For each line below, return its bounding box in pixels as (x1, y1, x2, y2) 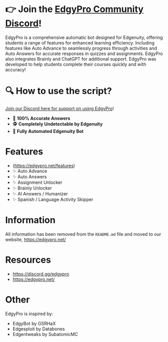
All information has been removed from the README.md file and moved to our (5, 231, 161, 237)
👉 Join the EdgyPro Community (5, 4, 144, 15)
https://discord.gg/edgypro (12, 271, 70, 277)
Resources (5, 254, 51, 265)
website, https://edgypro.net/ (5, 236, 67, 242)
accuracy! (5, 66, 26, 73)
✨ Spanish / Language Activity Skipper (12, 196, 93, 202)
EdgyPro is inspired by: (5, 311, 53, 317)
